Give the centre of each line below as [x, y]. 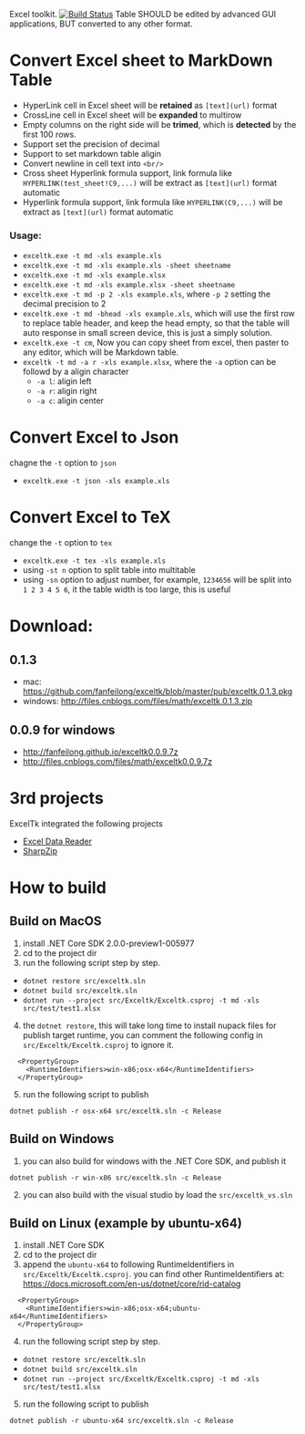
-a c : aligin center [70, 400]
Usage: [26, 235]
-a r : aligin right [66, 391]
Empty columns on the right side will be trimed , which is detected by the [159, 124]
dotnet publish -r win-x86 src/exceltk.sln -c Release [116, 1178]
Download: [51, 626]
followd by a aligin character [76, 372]
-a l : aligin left [64, 381]
